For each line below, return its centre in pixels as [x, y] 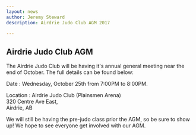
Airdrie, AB [19, 108]
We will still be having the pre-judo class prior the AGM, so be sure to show [98, 120]
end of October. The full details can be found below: [70, 72]
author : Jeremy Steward [36, 17]
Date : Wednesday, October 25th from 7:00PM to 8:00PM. [77, 84]
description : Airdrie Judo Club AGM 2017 [58, 22]
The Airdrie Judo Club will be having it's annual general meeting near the [95, 66]
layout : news [22, 12]
